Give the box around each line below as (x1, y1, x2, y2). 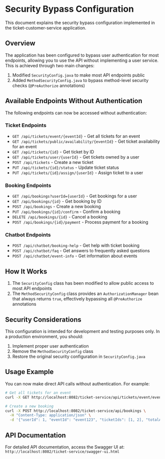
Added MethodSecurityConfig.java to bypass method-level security (12, 77, 149, 83)
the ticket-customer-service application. (5, 25, 87, 30)
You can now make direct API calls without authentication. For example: (5, 380, 150, 386)
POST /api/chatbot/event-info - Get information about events (12, 253, 137, 259)
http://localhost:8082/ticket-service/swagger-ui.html (5, 449, 120, 454)
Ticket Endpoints (5, 122, 47, 129)
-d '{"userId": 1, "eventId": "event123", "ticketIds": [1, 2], (9, 417, 144, 423)
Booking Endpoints (5, 182, 52, 189)
